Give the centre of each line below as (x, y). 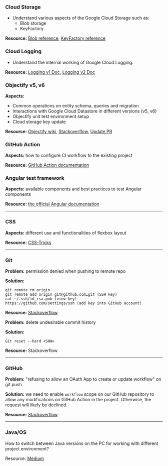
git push (14, 385)
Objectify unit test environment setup (50, 116)
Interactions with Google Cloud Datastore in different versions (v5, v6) (84, 111)
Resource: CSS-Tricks (28, 243)
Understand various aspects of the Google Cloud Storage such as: (81, 18)
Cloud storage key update (39, 122)
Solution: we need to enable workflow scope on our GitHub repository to (80, 394)
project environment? (27, 448)
